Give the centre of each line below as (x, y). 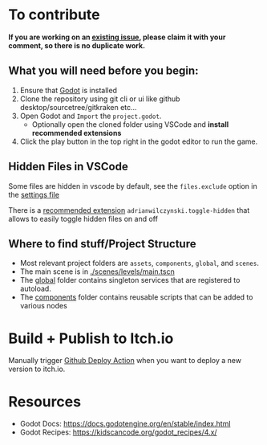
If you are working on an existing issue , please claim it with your (117, 37)
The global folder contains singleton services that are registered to (130, 280)
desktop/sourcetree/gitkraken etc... (79, 107)
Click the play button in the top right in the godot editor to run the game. (139, 141)
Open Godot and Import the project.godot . (91, 116)
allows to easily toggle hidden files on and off (83, 218)
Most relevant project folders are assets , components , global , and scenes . (139, 263)
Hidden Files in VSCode (68, 167)
